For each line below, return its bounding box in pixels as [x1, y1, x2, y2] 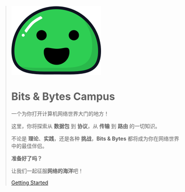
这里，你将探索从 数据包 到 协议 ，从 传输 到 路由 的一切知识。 [11, 122, 161, 129]
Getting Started [11, 179, 48, 186]
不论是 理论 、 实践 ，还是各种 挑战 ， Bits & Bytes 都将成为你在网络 [11, 135, 169, 142]
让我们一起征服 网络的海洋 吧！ [11, 167, 83, 174]
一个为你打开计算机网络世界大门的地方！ [11, 110, 109, 117]
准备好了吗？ [11, 154, 42, 161]
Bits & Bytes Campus [11, 90, 115, 103]
